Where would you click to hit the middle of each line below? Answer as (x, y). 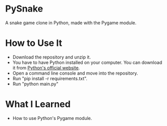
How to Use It (34, 43)
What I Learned (38, 104)
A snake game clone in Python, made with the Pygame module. (71, 23)
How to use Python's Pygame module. (52, 118)
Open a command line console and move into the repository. (75, 73)
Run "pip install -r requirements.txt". (50, 78)
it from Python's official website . (46, 68)
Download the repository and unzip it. (51, 57)
